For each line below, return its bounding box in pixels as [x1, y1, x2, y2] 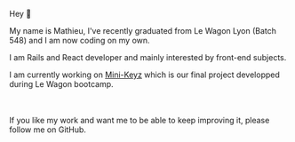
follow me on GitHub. [9, 124, 87, 135]
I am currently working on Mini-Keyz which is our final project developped [9, 69, 280, 80]
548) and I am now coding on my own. [9, 35, 150, 45]
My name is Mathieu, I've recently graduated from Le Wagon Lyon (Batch [9, 26, 277, 35]
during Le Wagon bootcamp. [9, 79, 114, 89]
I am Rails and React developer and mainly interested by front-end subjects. [9, 52, 287, 62]
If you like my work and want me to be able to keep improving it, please [9, 115, 270, 125]
